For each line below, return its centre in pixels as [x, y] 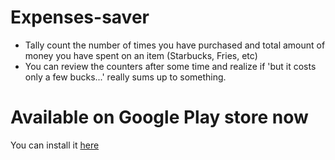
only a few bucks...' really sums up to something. [125, 77]
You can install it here [55, 145]
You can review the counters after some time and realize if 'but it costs [170, 66]
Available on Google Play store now [159, 117]
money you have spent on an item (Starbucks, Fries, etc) [141, 55]
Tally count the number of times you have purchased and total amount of [175, 45]
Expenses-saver [80, 17]
